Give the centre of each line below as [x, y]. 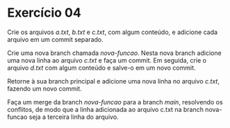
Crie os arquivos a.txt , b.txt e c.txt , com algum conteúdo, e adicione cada [112, 32]
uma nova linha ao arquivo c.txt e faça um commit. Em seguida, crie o [107, 60]
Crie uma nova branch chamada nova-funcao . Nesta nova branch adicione [114, 53]
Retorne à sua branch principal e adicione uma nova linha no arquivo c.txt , [114, 81]
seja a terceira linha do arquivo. [74, 117]
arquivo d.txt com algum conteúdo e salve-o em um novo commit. [101, 67]
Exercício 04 [44, 13]
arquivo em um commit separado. [55, 39]
